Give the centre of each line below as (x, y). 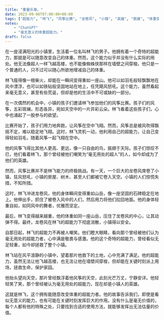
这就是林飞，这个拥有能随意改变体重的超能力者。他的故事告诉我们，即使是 (80, 294)
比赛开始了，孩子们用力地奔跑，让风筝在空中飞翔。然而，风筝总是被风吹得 (80, 125)
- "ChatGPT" (26, 28)
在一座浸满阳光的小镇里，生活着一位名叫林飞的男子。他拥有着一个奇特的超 (80, 51)
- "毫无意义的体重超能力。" (38, 32)
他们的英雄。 (18, 160)
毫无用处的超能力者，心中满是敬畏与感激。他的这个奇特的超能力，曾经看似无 (82, 238)
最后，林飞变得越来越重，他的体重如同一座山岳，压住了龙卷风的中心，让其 (80, 216)
